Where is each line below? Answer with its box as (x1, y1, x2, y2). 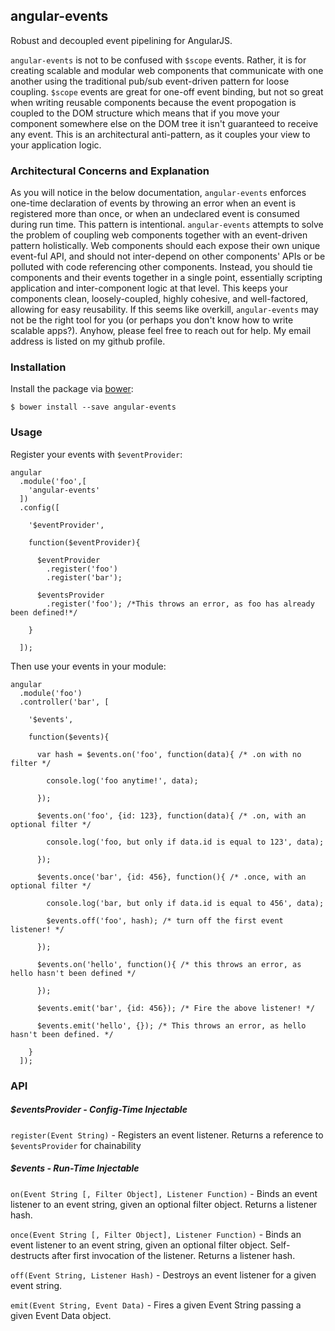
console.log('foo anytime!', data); (46, 775, 199, 786)
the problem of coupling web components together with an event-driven (10, 229, 308, 241)
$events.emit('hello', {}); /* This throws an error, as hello (36, 1020, 307, 1031)
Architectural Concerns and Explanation (10, 164, 210, 178)
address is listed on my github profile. (10, 335, 166, 348)
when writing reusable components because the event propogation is (10, 96, 297, 108)
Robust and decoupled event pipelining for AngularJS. (10, 34, 233, 46)
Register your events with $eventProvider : (10, 448, 183, 460)
